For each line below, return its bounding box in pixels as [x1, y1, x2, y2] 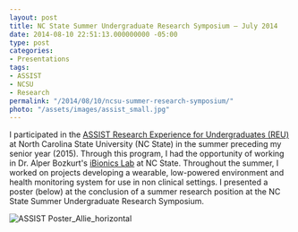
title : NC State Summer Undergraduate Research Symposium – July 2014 [9, 21, 278, 30]
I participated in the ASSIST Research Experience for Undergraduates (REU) [9, 129, 289, 140]
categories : [9, 47, 54, 56]
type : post [9, 38, 50, 47]
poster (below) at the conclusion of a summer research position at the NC [9, 186, 281, 197]
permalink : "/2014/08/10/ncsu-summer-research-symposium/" [9, 96, 234, 106]
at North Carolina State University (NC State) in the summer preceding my [9, 139, 282, 150]
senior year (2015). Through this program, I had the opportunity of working [9, 149, 285, 159]
